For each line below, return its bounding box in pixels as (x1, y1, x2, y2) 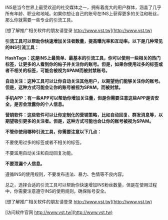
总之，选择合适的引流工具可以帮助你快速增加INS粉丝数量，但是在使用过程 (5, 182, 157, 187)
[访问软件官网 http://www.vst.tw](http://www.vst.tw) (5, 209, 113, 215)
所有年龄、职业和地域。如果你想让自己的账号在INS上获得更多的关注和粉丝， (5, 10, 161, 16)
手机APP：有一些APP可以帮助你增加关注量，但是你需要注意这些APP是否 (5, 95, 155, 101)
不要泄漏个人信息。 (5, 160, 45, 166)
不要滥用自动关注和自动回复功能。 (5, 150, 75, 156)
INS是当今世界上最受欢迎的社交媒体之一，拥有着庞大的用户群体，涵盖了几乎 (5, 4, 161, 10)
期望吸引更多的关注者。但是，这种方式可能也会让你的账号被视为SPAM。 (5, 118, 154, 124)
